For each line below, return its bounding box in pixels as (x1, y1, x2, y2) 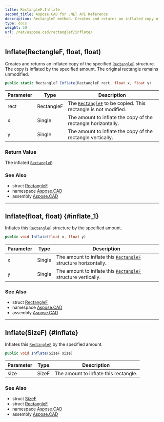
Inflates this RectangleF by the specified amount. (5, 342, 103, 347)
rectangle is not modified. (67, 106, 126, 113)
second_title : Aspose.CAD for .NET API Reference (5, 12, 108, 17)
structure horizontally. (56, 260, 107, 266)
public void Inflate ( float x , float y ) (5, 235, 86, 240)
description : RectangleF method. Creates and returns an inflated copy (5, 16, 154, 21)
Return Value (5, 148, 37, 155)
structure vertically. (56, 274, 101, 281)
